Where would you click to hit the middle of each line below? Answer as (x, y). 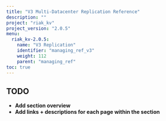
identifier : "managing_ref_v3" (56, 51)
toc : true (19, 67)
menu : (13, 34)
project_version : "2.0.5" (38, 28)
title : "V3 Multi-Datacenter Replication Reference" (73, 12)
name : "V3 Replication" (47, 45)
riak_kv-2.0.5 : (30, 39)
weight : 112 (32, 56)
